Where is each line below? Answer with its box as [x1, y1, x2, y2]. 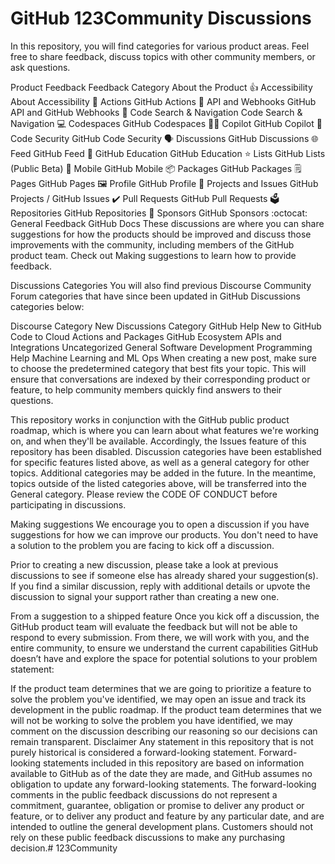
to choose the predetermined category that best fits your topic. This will [10, 362, 307, 374]
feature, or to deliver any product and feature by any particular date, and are [10, 810, 325, 822]
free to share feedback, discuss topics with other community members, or [10, 50, 316, 62]
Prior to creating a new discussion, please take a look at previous [10, 558, 279, 571]
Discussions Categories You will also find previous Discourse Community [10, 279, 312, 291]
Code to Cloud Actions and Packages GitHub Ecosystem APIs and [10, 330, 282, 342]
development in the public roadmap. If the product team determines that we [10, 703, 323, 716]
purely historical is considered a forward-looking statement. [10, 746, 257, 758]
